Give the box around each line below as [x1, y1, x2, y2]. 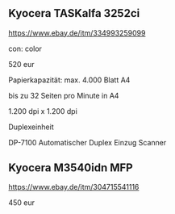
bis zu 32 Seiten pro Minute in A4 [8, 90, 119, 100]
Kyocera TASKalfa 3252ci [8, 6, 140, 20]
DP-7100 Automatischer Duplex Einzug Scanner [8, 137, 167, 147]
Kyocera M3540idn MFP [8, 161, 133, 174]
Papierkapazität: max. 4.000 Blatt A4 [8, 75, 131, 85]
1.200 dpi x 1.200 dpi [8, 106, 78, 115]
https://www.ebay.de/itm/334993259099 [8, 27, 146, 38]
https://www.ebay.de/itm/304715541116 [8, 183, 140, 192]
